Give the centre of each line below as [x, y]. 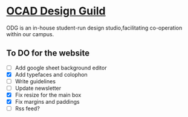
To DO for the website [48, 53]
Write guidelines [35, 81]
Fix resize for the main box [48, 95]
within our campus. [30, 34]
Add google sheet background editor [61, 68]
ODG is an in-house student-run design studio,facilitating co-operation [94, 28]
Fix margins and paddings [47, 102]
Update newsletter [38, 88]
